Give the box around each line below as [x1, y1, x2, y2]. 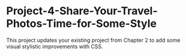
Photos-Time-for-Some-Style [6, 17, 157, 30]
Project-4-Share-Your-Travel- [6, 4, 158, 18]
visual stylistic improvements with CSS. [6, 43, 103, 50]
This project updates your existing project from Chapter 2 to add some [6, 36, 181, 43]
